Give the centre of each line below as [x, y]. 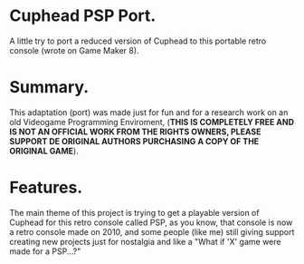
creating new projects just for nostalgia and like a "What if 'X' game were [145, 241]
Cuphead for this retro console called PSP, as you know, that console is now [151, 222]
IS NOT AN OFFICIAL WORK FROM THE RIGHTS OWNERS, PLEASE [135, 132]
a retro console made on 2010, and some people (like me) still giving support [152, 231]
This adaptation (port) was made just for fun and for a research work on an [149, 112]
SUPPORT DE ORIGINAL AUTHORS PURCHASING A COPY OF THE [134, 141]
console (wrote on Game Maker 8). [74, 50]
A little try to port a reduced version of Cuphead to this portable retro [138, 41]
